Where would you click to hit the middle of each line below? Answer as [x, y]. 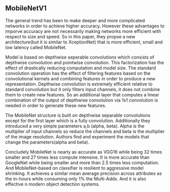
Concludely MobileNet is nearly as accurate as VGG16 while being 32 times [84, 152]
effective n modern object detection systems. [53, 184]
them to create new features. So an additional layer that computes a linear [82, 94]
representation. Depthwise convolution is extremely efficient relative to [79, 84]
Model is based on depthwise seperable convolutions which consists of [80, 57]
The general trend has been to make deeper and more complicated [75, 20]
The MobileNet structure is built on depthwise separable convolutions [78, 115]
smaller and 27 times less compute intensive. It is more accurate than [77, 157]
